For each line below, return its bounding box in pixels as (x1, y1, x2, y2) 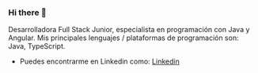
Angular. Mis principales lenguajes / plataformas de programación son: (8, 33, 239, 42)
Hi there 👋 (8, 7, 47, 18)
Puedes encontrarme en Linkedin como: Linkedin (19, 57, 180, 66)
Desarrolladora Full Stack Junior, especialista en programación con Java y (8, 25, 250, 35)
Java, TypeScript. (8, 42, 66, 51)
